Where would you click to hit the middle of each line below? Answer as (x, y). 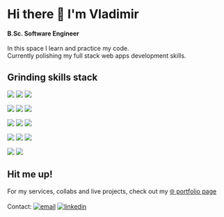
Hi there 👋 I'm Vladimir (73, 14)
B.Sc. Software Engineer (43, 33)
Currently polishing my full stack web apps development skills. (97, 56)
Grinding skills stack (53, 78)
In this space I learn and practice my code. (68, 48)
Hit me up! (30, 174)
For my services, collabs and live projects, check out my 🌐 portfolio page (112, 191)
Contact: (20, 206)
